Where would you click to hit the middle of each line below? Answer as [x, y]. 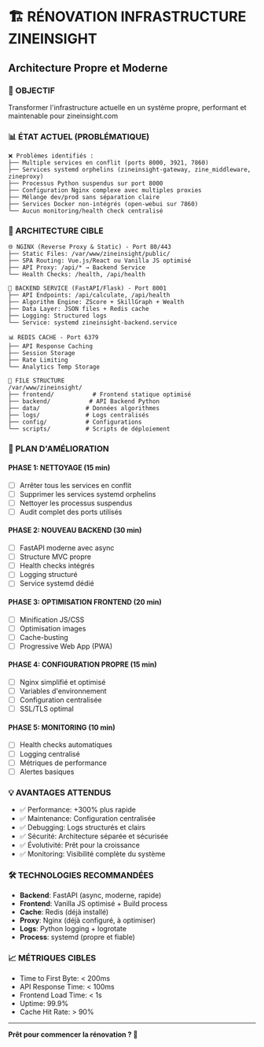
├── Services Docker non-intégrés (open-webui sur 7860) [103, 204]
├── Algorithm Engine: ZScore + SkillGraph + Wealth [96, 302]
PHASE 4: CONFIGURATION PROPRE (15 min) [82, 664]
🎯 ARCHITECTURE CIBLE [56, 231]
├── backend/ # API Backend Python [84, 401]
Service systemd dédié [57, 583]
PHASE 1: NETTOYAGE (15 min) [59, 468]
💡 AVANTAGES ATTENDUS [60, 792]
